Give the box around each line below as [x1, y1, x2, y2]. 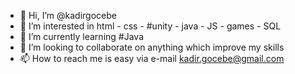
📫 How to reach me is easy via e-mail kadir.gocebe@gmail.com [19, 53, 285, 64]
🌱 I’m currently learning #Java [19, 31, 144, 42]
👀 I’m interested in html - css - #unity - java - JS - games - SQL [19, 20, 282, 32]
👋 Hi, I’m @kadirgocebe [19, 10, 117, 21]
